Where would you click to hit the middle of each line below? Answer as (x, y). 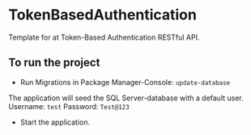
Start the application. (55, 122)
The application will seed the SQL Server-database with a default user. (126, 98)
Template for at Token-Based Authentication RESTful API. (104, 37)
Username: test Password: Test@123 (69, 106)
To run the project (54, 63)
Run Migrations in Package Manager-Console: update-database (125, 82)
